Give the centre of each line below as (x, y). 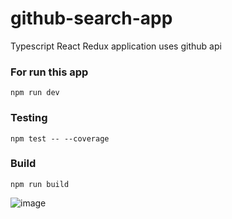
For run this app (49, 72)
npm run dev (35, 93)
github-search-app (91, 18)
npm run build (40, 184)
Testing (29, 118)
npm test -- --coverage (60, 138)
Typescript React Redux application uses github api (116, 46)
